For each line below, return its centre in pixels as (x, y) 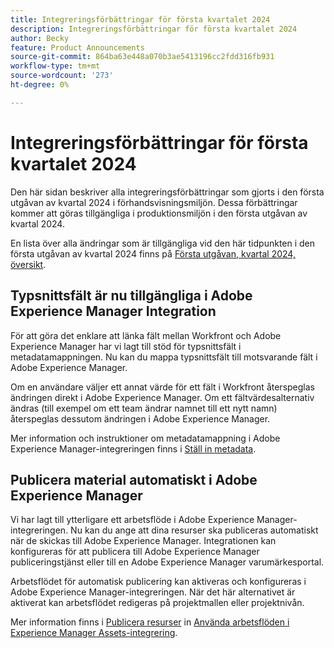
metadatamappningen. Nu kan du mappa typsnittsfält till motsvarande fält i (164, 357)
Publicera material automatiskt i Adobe (134, 479)
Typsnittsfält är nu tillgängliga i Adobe (131, 296)
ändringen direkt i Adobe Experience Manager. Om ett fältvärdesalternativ (162, 397)
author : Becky (40, 38)
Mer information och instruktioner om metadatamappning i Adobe (145, 438)
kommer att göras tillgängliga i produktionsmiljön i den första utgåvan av (159, 213)
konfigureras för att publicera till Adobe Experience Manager (135, 552)
